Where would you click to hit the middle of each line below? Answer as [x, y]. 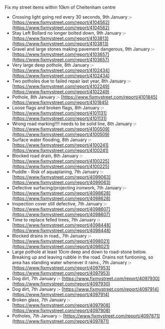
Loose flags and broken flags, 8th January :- [58, 108]
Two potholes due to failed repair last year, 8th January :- [71, 81]
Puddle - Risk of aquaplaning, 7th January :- [58, 172]
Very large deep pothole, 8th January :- [53, 65]
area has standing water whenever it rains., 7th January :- [72, 262]
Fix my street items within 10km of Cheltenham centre [60, 7]
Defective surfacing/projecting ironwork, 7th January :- [69, 188]
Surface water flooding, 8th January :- [52, 140]
